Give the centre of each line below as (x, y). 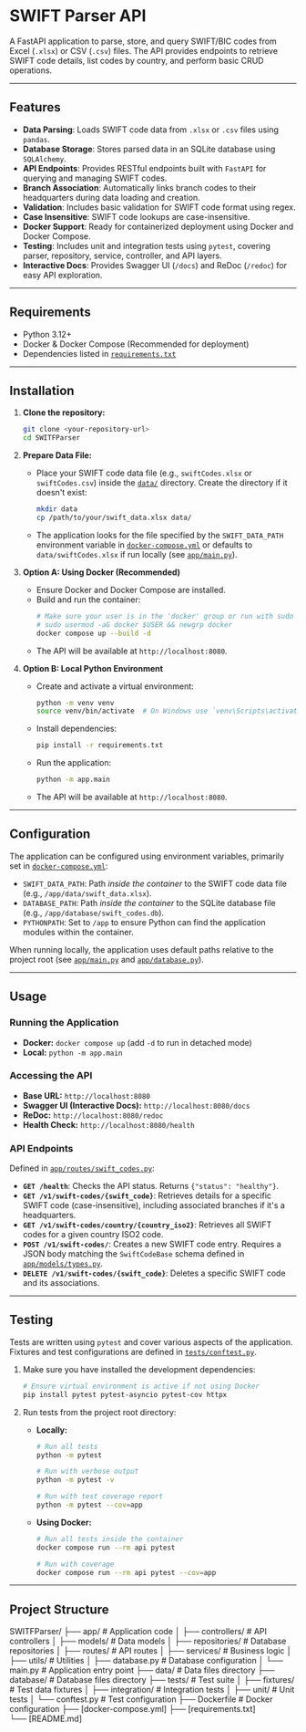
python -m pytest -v (75, 1480)
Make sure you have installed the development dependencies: (139, 1369)
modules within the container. (78, 932)
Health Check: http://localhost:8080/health (108, 1124)
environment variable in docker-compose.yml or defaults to (144, 545)
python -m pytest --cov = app (89, 1505)
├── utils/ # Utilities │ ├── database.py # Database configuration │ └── (147, 1661)
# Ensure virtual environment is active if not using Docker (141, 1386)
